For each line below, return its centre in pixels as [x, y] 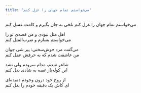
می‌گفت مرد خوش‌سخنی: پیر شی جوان [42, 49]
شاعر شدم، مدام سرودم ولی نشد [37, 64]
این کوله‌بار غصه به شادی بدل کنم [36, 70]
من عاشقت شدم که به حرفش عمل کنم [42, 55]
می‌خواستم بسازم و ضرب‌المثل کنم [38, 39]
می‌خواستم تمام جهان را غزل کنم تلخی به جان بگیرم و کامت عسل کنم [71, 24]
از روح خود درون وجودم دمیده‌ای [36, 79]
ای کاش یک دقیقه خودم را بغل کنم [37, 85]
